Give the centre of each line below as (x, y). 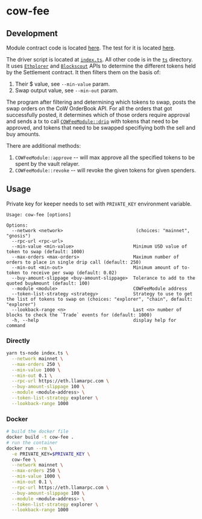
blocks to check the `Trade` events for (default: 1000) (79, 315)
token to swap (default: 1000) (46, 251)
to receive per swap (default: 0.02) (70, 272)
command (16, 326)
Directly (18, 341)
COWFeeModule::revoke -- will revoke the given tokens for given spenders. (105, 170)
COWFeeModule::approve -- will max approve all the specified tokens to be (105, 157)
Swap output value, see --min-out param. (67, 90)
